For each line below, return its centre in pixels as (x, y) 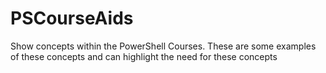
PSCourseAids (72, 18)
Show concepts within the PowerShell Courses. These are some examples (163, 46)
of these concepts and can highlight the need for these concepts (144, 56)
